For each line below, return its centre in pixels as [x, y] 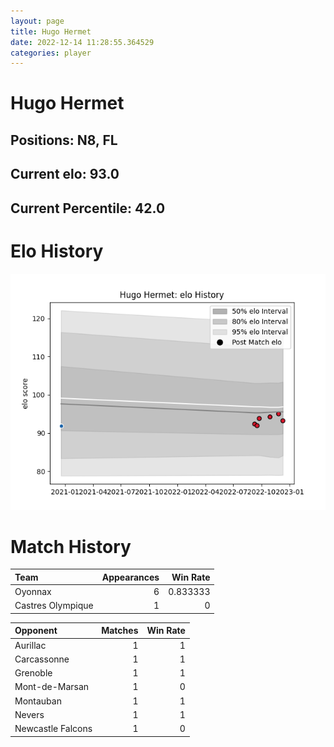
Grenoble [33, 673]
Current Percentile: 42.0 [88, 208]
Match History [71, 546]
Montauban [38, 701]
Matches [120, 631]
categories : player [51, 53]
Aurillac [30, 645]
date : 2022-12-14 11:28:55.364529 [82, 42]
